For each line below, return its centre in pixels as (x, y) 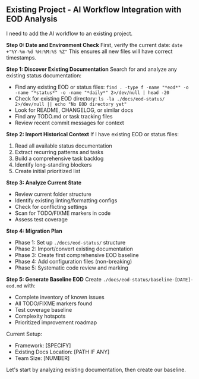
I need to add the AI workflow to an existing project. (69, 33)
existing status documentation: (44, 75)
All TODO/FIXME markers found (53, 303)
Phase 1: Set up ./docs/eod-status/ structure (70, 242)
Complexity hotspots (40, 316)
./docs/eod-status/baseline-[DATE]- (148, 280)
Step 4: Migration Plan (34, 231)
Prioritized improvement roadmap (56, 322)
